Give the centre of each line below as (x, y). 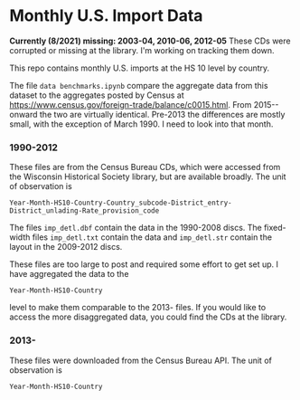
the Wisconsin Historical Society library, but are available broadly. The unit (148, 176)
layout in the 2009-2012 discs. (66, 247)
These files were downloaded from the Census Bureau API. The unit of (141, 360)
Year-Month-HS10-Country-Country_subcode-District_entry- (121, 203)
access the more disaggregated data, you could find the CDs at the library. (148, 317)
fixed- (275, 228)
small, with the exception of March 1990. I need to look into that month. (141, 124)
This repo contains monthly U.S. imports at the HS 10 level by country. (140, 68)
